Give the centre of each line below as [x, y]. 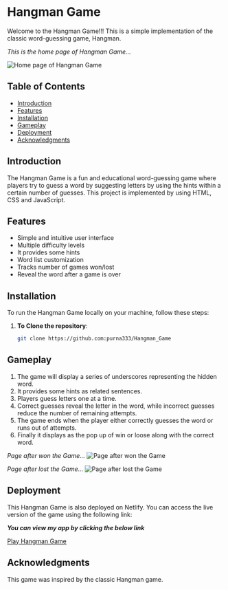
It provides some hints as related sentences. [80, 391]
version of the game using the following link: [70, 514]
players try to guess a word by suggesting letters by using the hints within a [114, 185]
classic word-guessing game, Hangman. [64, 38]
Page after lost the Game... [45, 469]
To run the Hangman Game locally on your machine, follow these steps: [108, 313]
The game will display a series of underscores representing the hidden [117, 376]
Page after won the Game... [46, 455]
